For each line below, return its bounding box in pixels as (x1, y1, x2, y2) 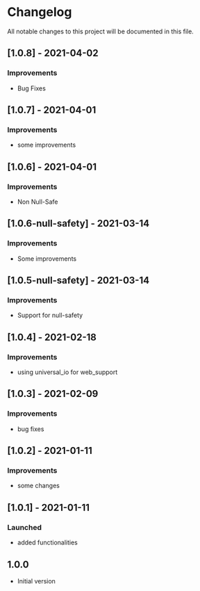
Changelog (7, 4, 72, 20)
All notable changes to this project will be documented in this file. (7, 27, 194, 35)
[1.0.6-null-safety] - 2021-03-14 (7, 218, 150, 229)
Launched (7, 522, 42, 532)
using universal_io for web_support (17, 368, 118, 376)
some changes (17, 481, 60, 490)
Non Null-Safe (17, 197, 58, 206)
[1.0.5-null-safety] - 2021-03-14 (7, 275, 150, 286)
